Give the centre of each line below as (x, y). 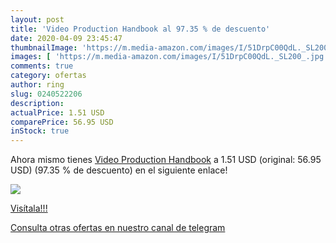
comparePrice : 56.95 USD (62, 122)
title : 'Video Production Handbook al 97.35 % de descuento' (140, 29)
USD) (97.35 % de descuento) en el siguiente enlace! (119, 170)
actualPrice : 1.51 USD (57, 112)
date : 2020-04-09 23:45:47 (66, 38)
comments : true (42, 66)
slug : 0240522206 (46, 94)
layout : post (37, 19)
